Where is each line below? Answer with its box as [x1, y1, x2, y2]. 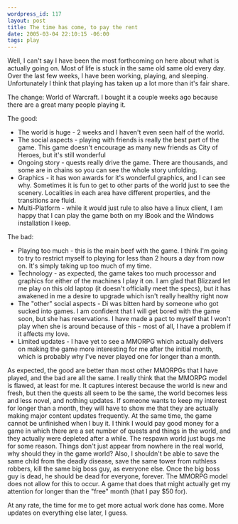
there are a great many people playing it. [7, 100, 126, 109]
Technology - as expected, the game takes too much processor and [17, 269, 217, 278]
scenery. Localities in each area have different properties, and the [17, 189, 211, 197]
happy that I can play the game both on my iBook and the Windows [17, 211, 215, 220]
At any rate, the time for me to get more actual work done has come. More [7, 501, 225, 510]
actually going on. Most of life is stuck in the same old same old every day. [7, 64, 226, 73]
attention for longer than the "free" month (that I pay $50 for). [7, 487, 188, 496]
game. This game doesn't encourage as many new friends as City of [17, 143, 219, 152]
